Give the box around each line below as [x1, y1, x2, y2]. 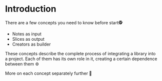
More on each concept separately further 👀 [5, 70, 92, 76]
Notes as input [12, 31, 41, 37]
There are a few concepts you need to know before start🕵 [5, 19, 123, 25]
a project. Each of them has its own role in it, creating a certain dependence [5, 56, 158, 62]
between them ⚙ [5, 61, 40, 66]
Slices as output [12, 36, 45, 42]
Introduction [5, 3, 57, 15]
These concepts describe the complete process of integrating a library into [5, 50, 156, 56]
